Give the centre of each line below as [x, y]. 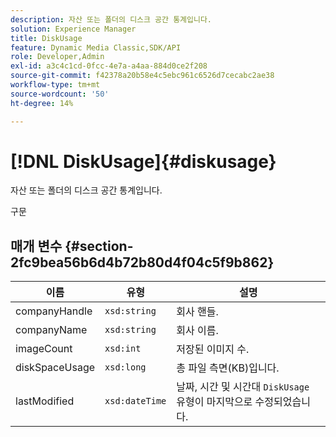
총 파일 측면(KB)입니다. [228, 368]
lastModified [45, 401]
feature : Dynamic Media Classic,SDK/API [96, 47]
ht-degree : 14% [42, 103]
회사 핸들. [197, 312]
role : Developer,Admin [57, 57]
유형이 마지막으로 [214, 402]
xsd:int [123, 349]
